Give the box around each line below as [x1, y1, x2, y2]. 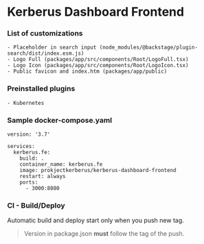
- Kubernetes [7, 99, 45, 106]
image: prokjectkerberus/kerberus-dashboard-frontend [19, 167, 177, 174]
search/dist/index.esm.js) [7, 50, 84, 57]
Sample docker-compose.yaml [7, 115, 112, 125]
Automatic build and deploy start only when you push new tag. [7, 217, 184, 225]
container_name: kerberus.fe [19, 161, 103, 168]
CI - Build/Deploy [7, 201, 65, 210]
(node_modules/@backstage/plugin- [99, 44, 198, 51]
